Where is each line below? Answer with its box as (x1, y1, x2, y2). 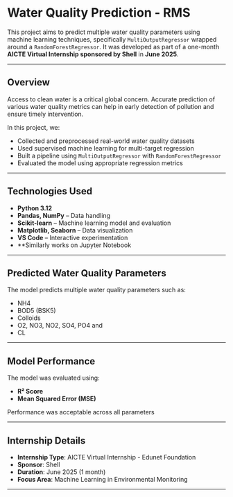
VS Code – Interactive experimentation (17, 233, 128, 242)
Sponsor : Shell (17, 460, 60, 469)
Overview (7, 76, 51, 88)
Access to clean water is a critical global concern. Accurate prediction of (7, 95, 216, 103)
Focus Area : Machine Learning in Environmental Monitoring (17, 475, 189, 483)
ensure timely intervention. (7, 110, 84, 118)
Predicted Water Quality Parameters (7, 267, 166, 279)
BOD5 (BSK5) (17, 307, 57, 315)
